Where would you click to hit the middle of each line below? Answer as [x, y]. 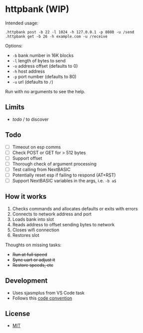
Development [27, 281]
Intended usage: [22, 23]
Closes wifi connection [36, 230]
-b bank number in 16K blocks [43, 55]
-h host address [29, 71]
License [18, 314]
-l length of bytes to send [39, 60]
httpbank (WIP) [37, 9]
